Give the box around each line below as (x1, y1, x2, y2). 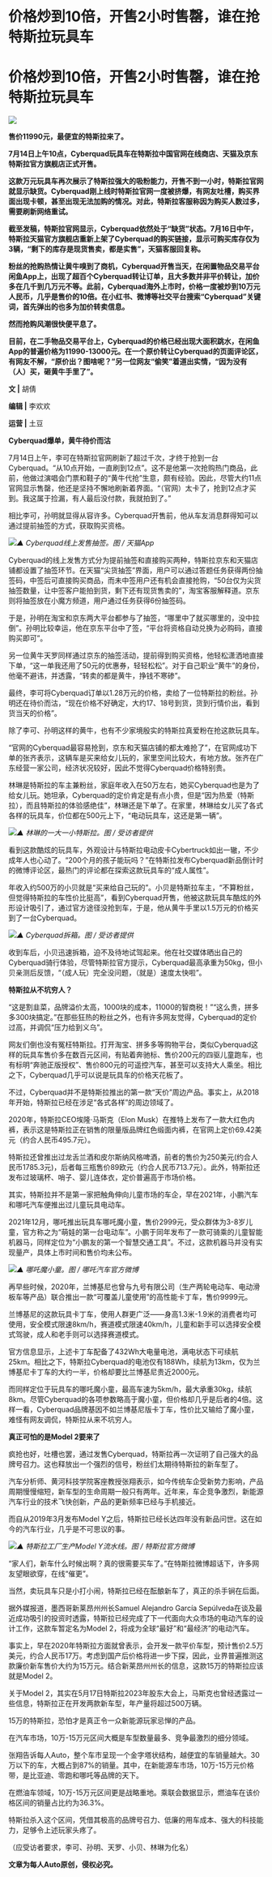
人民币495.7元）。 (36, 1135, 96, 1145)
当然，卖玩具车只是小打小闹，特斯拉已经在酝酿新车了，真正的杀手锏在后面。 (8, 1586, 264, 1596)
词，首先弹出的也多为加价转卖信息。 (8, 302, 130, 312)
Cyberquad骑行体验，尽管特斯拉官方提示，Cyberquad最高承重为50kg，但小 (8, 958, 263, 967)
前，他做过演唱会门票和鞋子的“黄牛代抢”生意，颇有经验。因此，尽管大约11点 (8, 474, 261, 483)
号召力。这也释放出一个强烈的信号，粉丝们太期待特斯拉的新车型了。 (15, 1459, 243, 1469)
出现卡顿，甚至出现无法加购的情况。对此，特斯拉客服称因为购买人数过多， (15, 196, 264, 207)
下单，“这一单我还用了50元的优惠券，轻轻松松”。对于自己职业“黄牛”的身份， (8, 661, 264, 671)
